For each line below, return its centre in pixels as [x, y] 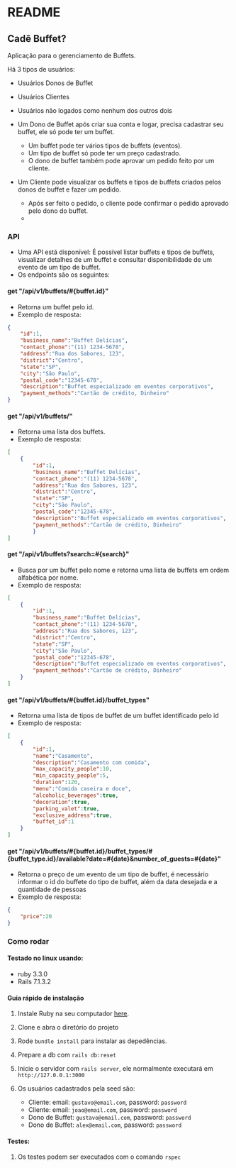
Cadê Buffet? [37, 39]
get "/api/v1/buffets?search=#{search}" [68, 554]
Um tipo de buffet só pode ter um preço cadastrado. [104, 153]
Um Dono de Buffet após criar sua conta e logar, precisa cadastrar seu [120, 124]
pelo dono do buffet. [58, 211]
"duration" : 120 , [57, 782]
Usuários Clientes [43, 97]
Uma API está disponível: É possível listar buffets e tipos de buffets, [116, 252]
